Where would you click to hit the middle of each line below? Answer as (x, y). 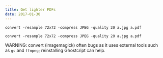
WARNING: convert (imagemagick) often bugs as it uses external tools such (81, 45)
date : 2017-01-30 (23, 14)
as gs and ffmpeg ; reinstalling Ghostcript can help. (55, 50)
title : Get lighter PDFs (30, 10)
